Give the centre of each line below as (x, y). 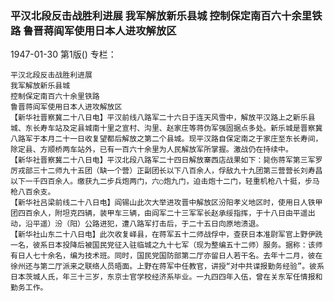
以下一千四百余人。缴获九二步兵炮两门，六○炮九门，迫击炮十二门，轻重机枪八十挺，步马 (165, 182)
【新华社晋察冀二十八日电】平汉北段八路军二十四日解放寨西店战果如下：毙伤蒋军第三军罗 (166, 160)
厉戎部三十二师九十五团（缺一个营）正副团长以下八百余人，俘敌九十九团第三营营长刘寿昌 (166, 171)
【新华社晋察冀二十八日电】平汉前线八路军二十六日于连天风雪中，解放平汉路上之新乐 (159, 118)
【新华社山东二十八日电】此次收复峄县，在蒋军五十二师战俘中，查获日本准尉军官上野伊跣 (166, 235)
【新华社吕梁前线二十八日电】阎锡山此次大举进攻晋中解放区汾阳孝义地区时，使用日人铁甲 (166, 203)
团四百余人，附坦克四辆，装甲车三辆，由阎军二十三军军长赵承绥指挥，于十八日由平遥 (159, 213)
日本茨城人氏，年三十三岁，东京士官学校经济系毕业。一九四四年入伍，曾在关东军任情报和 (166, 277)
